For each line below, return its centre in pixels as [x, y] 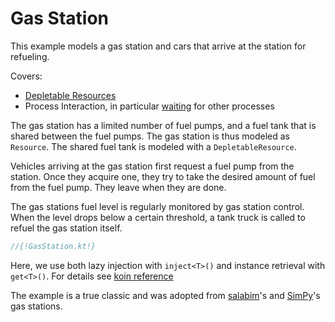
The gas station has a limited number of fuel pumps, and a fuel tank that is [163, 125]
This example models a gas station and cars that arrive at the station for [158, 46]
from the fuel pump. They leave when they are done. [118, 187]
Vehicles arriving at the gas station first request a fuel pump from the [152, 166]
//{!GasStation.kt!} [53, 246]
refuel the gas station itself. [66, 228]
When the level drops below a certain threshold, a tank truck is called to [158, 217]
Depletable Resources [70, 95]
